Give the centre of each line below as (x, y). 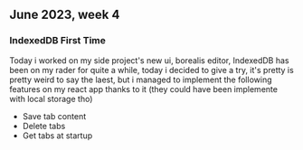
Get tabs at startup (57, 136)
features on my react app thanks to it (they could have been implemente (144, 89)
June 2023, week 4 (65, 15)
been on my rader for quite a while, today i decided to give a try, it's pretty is (151, 70)
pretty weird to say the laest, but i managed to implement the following (141, 80)
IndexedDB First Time (57, 41)
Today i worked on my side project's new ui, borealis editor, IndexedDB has (149, 60)
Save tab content (54, 116)
